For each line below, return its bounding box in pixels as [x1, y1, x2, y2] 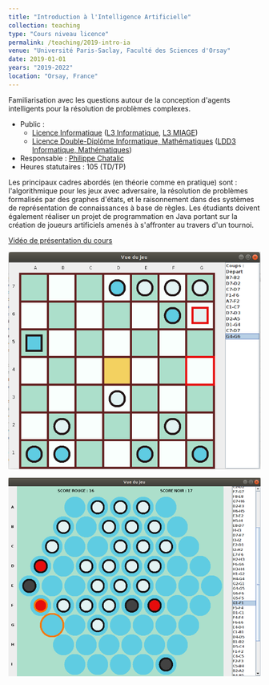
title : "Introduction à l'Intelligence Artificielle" [8, 13, 192, 21]
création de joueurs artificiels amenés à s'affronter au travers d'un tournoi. [8, 220, 255, 229]
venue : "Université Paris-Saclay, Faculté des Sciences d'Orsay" [8, 47, 231, 55]
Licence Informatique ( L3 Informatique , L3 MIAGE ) [31, 128, 199, 137]
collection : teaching [8, 21, 81, 30]
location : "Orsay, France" [8, 72, 98, 80]
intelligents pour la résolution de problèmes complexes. [8, 103, 191, 113]
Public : [19, 119, 46, 128]
